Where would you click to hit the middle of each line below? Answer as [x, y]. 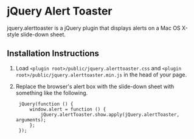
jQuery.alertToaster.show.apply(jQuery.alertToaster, [110, 114]
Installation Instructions [53, 54]
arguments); [31, 120]
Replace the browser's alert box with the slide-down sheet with [95, 86]
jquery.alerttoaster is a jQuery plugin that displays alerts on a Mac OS [94, 28]
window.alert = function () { [68, 109]
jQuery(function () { [46, 104]
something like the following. [52, 93]
